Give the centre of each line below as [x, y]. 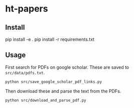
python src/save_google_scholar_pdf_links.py [53, 82]
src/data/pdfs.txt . [25, 72]
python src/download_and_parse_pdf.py [46, 100]
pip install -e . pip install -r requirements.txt [50, 39]
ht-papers [27, 9]
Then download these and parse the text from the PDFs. [63, 91]
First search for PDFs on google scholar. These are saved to [67, 67]
